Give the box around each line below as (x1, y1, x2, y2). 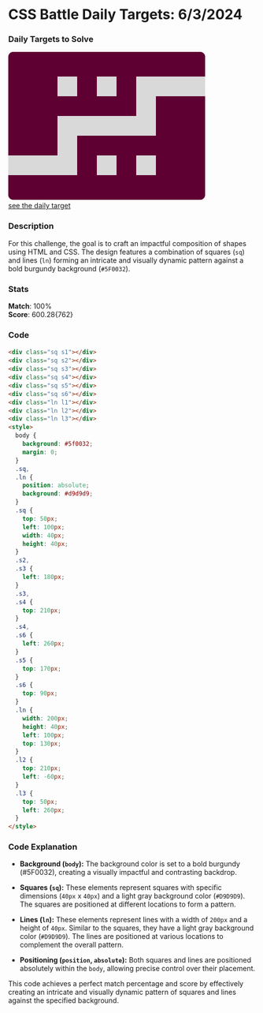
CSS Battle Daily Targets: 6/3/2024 (8, 6, 243, 24)
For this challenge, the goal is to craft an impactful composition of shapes (8, 238, 246, 248)
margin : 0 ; (22, 448, 58, 456)
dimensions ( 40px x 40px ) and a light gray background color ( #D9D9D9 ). (19, 892, 246, 901)
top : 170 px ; (22, 664, 61, 672)
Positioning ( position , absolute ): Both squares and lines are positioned (19, 955, 252, 965)
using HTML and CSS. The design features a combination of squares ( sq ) (8, 247, 246, 256)
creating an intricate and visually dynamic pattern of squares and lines (8, 988, 236, 997)
